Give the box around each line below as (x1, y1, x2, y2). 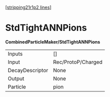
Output (8, 75, 24, 82)
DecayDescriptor (8, 67, 48, 74)
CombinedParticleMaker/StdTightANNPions (5, 39, 100, 45)
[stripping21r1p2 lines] (5, 5, 52, 10)
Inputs (8, 50, 23, 57)
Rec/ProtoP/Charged (53, 58, 103, 66)
